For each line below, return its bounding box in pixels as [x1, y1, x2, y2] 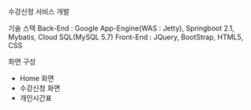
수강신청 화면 [19, 83, 61, 93]
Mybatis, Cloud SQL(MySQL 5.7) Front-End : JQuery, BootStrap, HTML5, [8, 32, 243, 42]
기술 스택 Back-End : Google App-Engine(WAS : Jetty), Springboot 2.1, [8, 24, 235, 33]
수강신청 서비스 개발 [8, 7, 69, 16]
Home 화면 [19, 74, 54, 82]
